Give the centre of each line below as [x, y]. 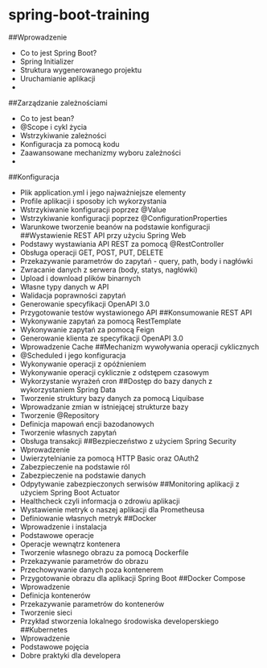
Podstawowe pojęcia [54, 646]
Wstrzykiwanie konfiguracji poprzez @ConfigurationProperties [123, 218]
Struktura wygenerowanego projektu [81, 69]
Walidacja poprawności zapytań [73, 295]
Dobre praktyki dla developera [70, 655]
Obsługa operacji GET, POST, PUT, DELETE [92, 253]
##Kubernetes [44, 629]
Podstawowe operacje [57, 535]
